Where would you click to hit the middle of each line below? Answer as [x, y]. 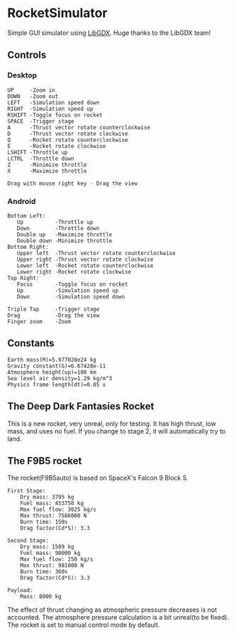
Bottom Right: [28, 247]
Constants [31, 344]
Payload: [20, 591]
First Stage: [27, 491]
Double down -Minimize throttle [64, 241]
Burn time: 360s [44, 572]
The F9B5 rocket [45, 461]
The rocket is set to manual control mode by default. [84, 625]
